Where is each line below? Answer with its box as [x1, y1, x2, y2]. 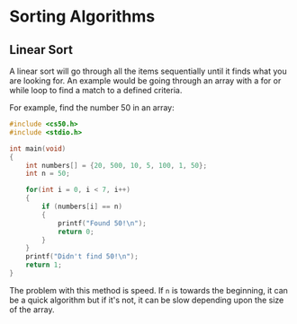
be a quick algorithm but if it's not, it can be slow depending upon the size [9, 294, 284, 305]
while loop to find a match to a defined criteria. [9, 85, 183, 95]
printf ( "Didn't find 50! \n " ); [25, 252, 139, 261]
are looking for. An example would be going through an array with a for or [9, 75, 282, 86]
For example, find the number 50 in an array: [9, 102, 175, 113]
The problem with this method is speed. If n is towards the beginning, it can [9, 285, 288, 295]
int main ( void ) [9, 144, 67, 153]
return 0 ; [57, 227, 94, 236]
